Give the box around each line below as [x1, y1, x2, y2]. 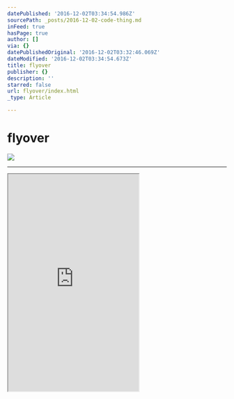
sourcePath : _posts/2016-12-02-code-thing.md [7, 17, 141, 24]
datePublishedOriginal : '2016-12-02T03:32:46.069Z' [7, 49, 160, 56]
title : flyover [7, 62, 52, 69]
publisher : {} [7, 68, 49, 75]
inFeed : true [7, 23, 45, 30]
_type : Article [7, 95, 52, 101]
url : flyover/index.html [7, 88, 79, 95]
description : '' [7, 74, 54, 82]
